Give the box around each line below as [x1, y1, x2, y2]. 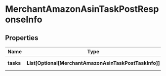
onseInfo [5, 14, 42, 25]
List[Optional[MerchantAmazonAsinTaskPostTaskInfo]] [26, 60, 160, 66]
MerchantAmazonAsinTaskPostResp [5, 3, 159, 15]
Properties [5, 34, 39, 42]
